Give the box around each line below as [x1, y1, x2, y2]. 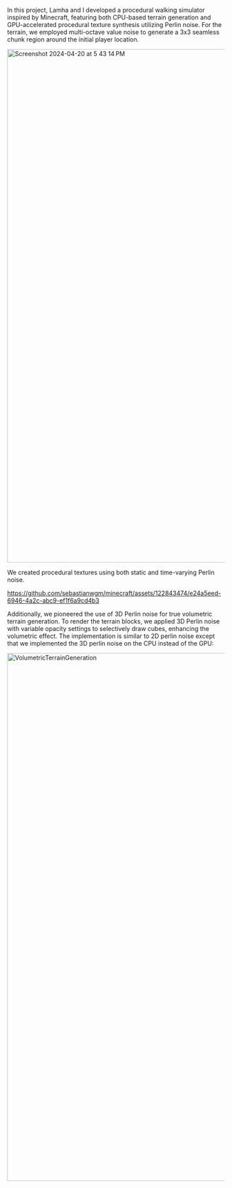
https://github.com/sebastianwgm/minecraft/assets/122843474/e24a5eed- [7, 589, 222, 597]
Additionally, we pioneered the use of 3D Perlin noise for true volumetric [7, 610, 213, 618]
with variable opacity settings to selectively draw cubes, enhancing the [7, 625, 209, 632]
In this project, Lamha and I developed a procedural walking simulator [7, 6, 205, 14]
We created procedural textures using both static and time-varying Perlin [7, 568, 215, 576]
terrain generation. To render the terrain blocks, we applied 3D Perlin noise [7, 617, 220, 626]
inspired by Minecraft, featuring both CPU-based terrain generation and [7, 13, 211, 21]
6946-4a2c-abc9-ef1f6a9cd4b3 [7, 596, 100, 605]
